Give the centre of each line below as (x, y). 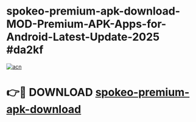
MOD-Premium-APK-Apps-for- (86, 24)
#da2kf (25, 50)
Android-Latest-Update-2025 (83, 37)
